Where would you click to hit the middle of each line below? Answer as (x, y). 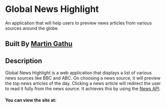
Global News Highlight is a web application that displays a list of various (79, 73)
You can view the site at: (31, 100)
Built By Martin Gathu (39, 44)
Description (24, 61)
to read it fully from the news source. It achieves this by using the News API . (83, 89)
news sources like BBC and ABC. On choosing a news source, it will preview (83, 78)
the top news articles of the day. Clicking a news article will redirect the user (83, 84)
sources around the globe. (32, 28)
